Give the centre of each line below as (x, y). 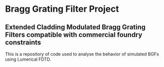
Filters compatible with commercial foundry (74, 34)
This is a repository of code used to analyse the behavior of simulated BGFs (82, 54)
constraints (23, 42)
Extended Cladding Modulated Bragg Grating (75, 27)
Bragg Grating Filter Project (62, 9)
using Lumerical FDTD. (28, 59)
